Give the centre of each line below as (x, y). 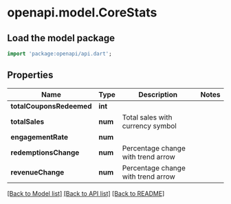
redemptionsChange (45, 152)
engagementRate (40, 137)
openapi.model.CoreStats (82, 13)
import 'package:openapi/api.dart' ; (59, 54)
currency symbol (149, 126)
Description (158, 94)
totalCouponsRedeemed (51, 106)
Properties (30, 75)
